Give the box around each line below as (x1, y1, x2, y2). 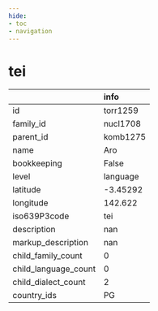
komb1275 (103, 132, 147, 143)
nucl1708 (103, 119, 142, 130)
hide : (8, 11, 27, 20)
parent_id (12, 132, 49, 143)
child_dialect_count (12, 277, 86, 288)
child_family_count (12, 250, 83, 261)
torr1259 (103, 105, 139, 116)
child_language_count (12, 263, 96, 274)
